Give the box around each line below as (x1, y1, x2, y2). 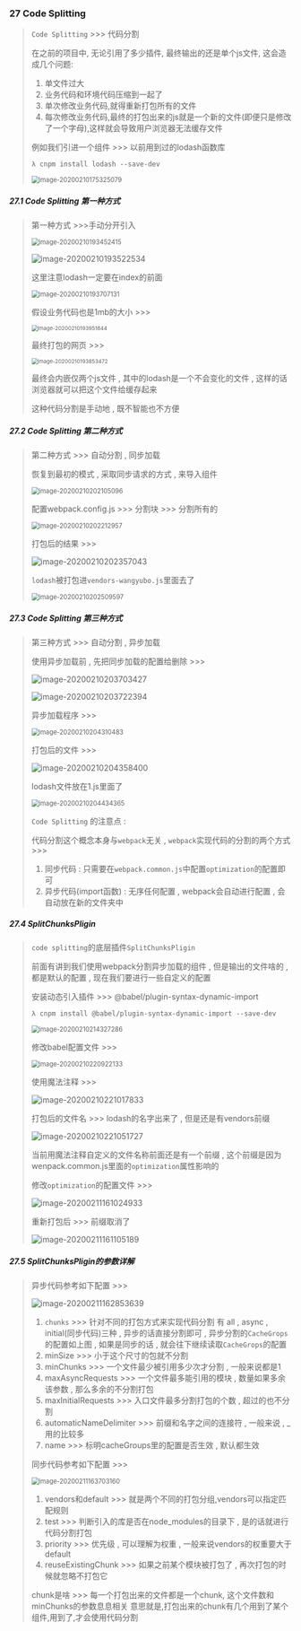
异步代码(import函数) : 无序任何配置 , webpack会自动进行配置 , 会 (44, 886, 286, 897)
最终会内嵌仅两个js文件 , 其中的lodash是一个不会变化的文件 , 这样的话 (30, 373, 288, 384)
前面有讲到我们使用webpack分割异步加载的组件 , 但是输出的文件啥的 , (30, 961, 288, 972)
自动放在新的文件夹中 (44, 897, 124, 908)
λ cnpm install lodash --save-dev (30, 160, 160, 169)
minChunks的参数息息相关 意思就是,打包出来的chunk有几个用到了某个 (30, 1600, 289, 1612)
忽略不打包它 (60, 1571, 108, 1582)
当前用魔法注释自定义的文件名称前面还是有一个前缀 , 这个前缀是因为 (30, 1149, 282, 1160)
